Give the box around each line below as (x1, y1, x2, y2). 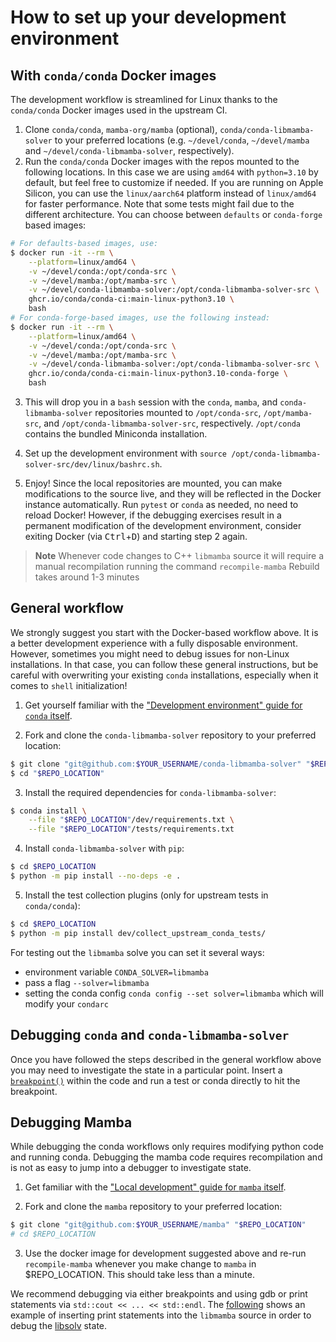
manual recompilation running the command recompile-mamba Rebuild (34, 561, 320, 572)
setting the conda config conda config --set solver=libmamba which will (24, 987, 324, 999)
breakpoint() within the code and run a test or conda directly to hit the (10, 1074, 301, 1086)
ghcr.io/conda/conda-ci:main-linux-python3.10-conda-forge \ (28, 369, 288, 379)
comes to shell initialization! (10, 679, 128, 691)
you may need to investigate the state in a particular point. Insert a (10, 1064, 283, 1076)
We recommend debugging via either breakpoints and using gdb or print (10, 1288, 308, 1300)
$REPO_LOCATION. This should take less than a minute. (24, 1269, 255, 1281)
